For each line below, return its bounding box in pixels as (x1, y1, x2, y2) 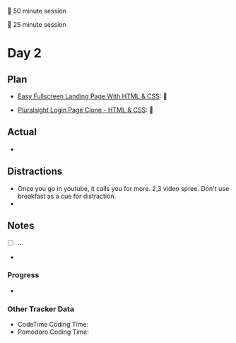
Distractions (7, 165, 63, 178)
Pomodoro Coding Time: (17, 327, 90, 336)
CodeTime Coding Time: (17, 320, 89, 329)
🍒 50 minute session (7, 7, 67, 15)
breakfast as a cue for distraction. (17, 192, 117, 200)
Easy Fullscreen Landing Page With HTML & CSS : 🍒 (17, 92, 167, 100)
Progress (7, 270, 40, 280)
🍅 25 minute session (7, 21, 67, 28)
